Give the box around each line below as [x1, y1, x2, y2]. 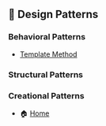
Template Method [19, 49, 78, 59]
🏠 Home [19, 108, 50, 118]
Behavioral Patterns [8, 31, 85, 43]
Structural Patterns [8, 69, 84, 80]
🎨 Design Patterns [8, 8, 99, 21]
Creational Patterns [8, 90, 85, 101]
